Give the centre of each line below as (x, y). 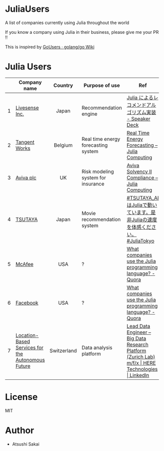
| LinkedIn (138, 375)
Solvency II (139, 171)
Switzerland (63, 350)
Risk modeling (98, 171)
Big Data (136, 338)
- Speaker (138, 119)
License (21, 397)
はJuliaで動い (142, 205)
